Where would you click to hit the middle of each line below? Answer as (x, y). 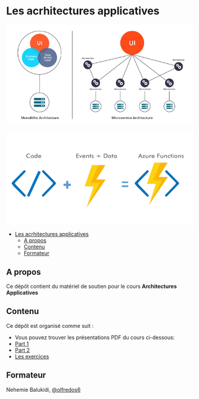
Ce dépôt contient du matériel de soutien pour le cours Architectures (91, 286)
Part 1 (22, 343)
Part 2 (22, 350)
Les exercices (32, 356)
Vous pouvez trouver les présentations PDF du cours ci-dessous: (95, 337)
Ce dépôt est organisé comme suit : (50, 326)
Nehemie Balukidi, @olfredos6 (43, 389)
